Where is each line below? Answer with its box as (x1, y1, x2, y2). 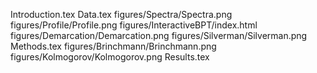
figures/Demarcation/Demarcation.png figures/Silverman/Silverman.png (10, 30, 308, 41)
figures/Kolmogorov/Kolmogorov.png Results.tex (10, 51, 210, 63)
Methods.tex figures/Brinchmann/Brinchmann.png (10, 40, 217, 52)
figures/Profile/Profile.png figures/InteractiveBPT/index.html (10, 19, 258, 31)
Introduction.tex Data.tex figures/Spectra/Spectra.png (10, 9, 233, 20)
